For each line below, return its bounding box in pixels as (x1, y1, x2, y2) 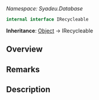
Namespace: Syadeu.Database (6, 5, 83, 12)
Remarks (6, 64, 40, 75)
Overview (6, 44, 43, 54)
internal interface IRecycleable (6, 17, 89, 22)
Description (6, 85, 50, 95)
